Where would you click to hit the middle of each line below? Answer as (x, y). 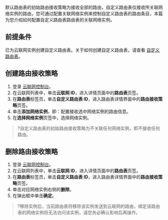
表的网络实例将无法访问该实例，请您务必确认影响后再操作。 (79, 213)
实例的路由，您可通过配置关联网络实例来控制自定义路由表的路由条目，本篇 (86, 13)
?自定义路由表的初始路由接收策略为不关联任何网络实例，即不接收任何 (88, 128)
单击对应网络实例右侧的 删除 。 (43, 190)
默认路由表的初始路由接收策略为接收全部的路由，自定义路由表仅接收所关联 (82, 7)
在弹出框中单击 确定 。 (34, 196)
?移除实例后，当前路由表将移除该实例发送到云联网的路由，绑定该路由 (88, 207)
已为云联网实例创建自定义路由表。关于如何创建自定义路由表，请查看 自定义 (82, 50)
